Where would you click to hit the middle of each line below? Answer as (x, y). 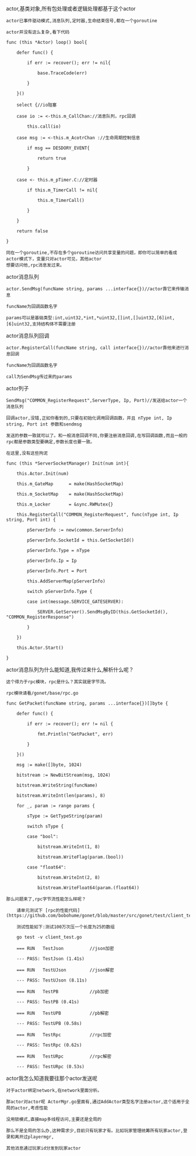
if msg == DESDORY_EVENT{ (59, 148)
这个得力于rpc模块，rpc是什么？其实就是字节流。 (57, 682)
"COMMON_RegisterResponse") (40, 617)
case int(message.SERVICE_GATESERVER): (76, 602)
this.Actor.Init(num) (43, 474)
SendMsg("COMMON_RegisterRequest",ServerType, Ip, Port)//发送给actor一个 (97, 400)
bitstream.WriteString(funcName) (57, 785)
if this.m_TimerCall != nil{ (62, 190)
